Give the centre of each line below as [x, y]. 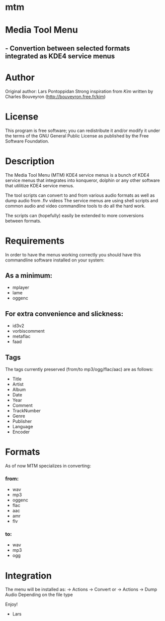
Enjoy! [12, 605]
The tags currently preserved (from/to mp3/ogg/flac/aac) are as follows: [79, 369]
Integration [29, 575]
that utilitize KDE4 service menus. [40, 185]
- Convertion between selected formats [68, 48]
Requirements [35, 241]
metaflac [21, 336]
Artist [18, 384]
